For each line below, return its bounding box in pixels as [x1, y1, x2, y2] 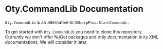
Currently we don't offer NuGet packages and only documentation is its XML [5, 34, 159, 40]
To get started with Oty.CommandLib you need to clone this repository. [5, 29, 143, 34]
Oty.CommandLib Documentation [5, 3, 144, 15]
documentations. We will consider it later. [5, 39, 88, 45]
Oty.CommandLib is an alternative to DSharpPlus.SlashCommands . [5, 19, 130, 25]
